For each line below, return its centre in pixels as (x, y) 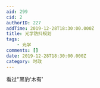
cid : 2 (14, 17)
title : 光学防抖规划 (29, 34)
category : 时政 (24, 61)
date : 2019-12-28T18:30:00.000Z (46, 56)
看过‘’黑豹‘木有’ (25, 79)
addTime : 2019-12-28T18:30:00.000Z (50, 28)
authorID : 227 (24, 23)
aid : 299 (17, 12)
